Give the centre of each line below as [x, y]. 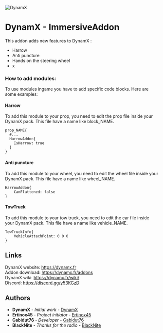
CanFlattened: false [35, 192]
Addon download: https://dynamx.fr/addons [49, 272]
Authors [18, 298]
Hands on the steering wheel [41, 61]
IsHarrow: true [29, 143]
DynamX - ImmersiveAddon [62, 27]
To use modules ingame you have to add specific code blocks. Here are [77, 89]
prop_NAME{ [16, 130]
